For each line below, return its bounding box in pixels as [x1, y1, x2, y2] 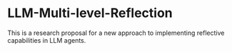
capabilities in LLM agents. [7, 36, 86, 44]
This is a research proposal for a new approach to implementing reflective [7, 28, 225, 37]
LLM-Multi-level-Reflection [7, 5, 173, 21]
